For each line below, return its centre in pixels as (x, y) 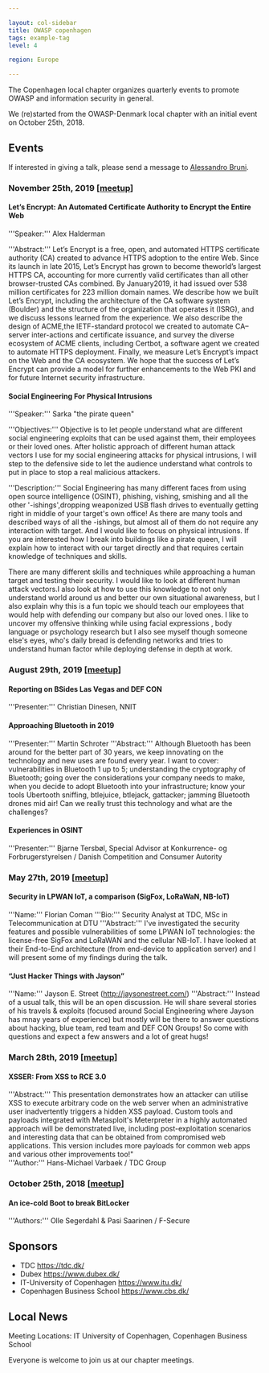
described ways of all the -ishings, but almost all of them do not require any (133, 522)
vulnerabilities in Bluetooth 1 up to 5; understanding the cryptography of (127, 769)
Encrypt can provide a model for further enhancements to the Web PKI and (132, 369)
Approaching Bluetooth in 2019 (61, 725)
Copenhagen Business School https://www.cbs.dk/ (104, 1291)
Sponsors (33, 1246)
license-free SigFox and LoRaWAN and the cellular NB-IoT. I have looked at (132, 940)
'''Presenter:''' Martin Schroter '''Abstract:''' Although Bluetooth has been (130, 743)
